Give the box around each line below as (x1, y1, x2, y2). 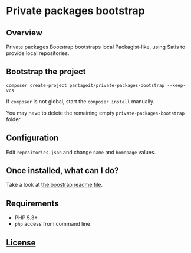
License (6, 238, 36, 248)
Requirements (6, 198, 59, 208)
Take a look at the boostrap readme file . (6, 181, 103, 189)
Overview (6, 28, 43, 38)
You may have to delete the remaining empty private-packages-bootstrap (6, 109, 185, 116)
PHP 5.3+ (14, 214, 38, 221)
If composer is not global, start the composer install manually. (6, 98, 155, 105)
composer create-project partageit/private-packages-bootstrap (6, 82, 165, 88)
